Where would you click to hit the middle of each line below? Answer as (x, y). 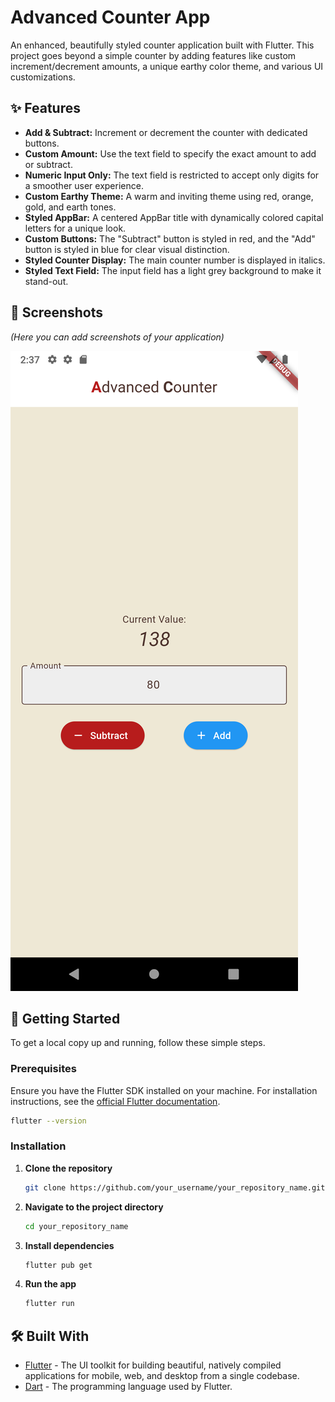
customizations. (43, 77)
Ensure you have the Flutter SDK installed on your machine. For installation (164, 1090)
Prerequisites (43, 1069)
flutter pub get (58, 1265)
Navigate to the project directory (94, 1207)
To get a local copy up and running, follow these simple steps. (138, 1043)
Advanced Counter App (110, 17)
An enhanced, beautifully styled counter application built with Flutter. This (162, 45)
